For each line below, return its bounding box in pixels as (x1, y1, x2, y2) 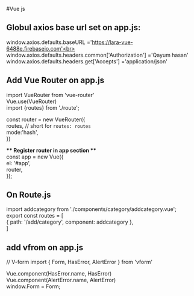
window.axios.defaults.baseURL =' (6, 39, 92, 46)
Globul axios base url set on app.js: (6, 22, 141, 33)
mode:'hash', (6, 128, 39, 136)
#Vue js (6, 5, 25, 12)
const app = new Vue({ (6, 153, 64, 160)
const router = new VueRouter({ (6, 116, 86, 123)
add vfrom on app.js (6, 242, 84, 253)
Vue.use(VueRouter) (6, 98, 57, 105)
